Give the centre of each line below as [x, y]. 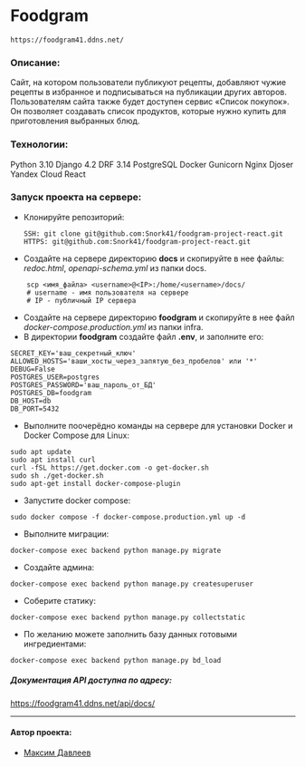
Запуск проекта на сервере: [76, 198]
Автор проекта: [41, 733]
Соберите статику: [60, 600]
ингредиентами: [55, 644]
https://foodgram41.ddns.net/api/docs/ [83, 703]
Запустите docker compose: [77, 500]
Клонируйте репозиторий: [74, 217]
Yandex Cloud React [48, 174]
